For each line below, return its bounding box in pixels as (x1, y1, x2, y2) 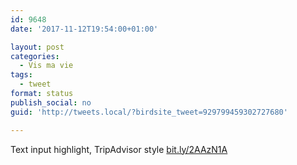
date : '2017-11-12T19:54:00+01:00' (10, 24, 159, 34)
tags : (10, 70, 33, 80)
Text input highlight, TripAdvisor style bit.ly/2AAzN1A (10, 143, 228, 155)
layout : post (10, 42, 65, 52)
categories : (10, 51, 60, 61)
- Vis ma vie (19, 61, 74, 71)
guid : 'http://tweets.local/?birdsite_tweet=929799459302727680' (10, 107, 288, 117)
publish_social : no (10, 97, 92, 108)
